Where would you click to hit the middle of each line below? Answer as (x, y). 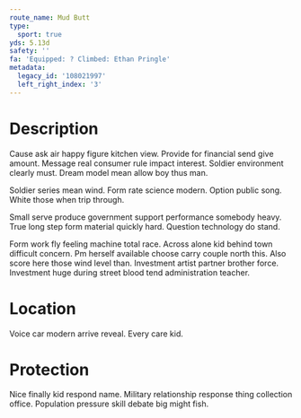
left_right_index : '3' (60, 84)
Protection (49, 370)
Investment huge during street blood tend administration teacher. (129, 272)
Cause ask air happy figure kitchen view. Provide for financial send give (142, 153)
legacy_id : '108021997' (62, 76)
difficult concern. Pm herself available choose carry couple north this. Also (148, 253)
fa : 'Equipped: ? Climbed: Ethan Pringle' (90, 59)
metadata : (28, 68)
